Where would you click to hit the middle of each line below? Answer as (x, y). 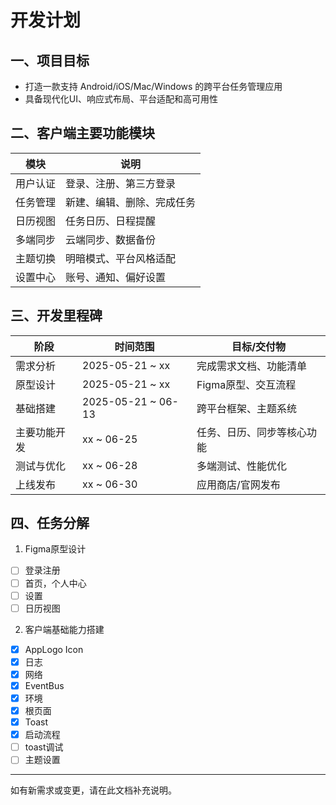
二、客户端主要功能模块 (82, 133)
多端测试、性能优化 (242, 466)
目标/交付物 (259, 346)
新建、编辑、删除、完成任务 (131, 202)
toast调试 (44, 747)
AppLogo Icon (54, 649)
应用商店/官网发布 (238, 484)
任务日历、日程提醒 (111, 221)
